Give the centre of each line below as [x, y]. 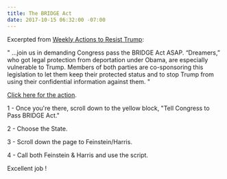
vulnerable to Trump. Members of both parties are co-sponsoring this [105, 67]
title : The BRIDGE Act [39, 13]
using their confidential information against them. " [79, 81]
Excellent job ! [27, 168]
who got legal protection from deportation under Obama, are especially [108, 59]
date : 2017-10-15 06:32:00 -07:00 [57, 20]
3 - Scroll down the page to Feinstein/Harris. [70, 141]
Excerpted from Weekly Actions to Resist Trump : [75, 39]
